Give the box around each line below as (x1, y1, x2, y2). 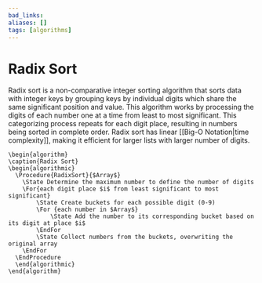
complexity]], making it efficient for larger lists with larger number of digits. (8, 136, 250, 145)
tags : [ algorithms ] (8, 26, 72, 34)
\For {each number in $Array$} (36, 205, 139, 214)
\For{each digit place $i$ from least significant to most (22, 185, 220, 193)
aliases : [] (8, 19, 47, 27)
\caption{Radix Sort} (8, 158, 79, 165)
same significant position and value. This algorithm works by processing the (8, 103, 254, 112)
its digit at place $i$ (8, 220, 86, 227)
